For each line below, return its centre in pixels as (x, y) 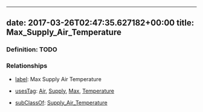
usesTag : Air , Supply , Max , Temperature (65, 91)
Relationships (27, 66)
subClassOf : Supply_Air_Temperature (61, 102)
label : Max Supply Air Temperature (58, 79)
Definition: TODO (32, 50)
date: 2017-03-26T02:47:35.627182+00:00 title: (100, 23)
